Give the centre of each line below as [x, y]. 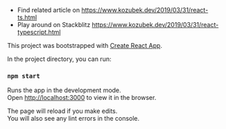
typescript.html [39, 32]
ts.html [27, 17]
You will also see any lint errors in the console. [73, 119]
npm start [24, 76]
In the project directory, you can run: [59, 59]
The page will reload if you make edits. [62, 111]
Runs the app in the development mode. [64, 90]
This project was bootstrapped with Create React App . [85, 45]
